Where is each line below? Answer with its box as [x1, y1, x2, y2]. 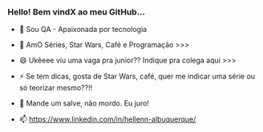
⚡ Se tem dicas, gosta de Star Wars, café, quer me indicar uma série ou [18, 71, 256, 82]
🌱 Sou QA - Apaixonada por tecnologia [18, 25, 148, 34]
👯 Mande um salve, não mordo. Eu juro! [18, 98, 150, 108]
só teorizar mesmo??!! [18, 83, 93, 93]
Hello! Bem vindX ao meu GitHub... [7, 6, 146, 18]
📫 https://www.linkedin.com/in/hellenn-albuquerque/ [18, 114, 196, 124]
